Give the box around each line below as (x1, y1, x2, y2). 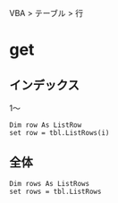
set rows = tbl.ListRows (9, 187, 102, 196)
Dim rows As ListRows (9, 179, 90, 188)
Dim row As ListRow (9, 121, 82, 130)
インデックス (9, 77, 80, 92)
